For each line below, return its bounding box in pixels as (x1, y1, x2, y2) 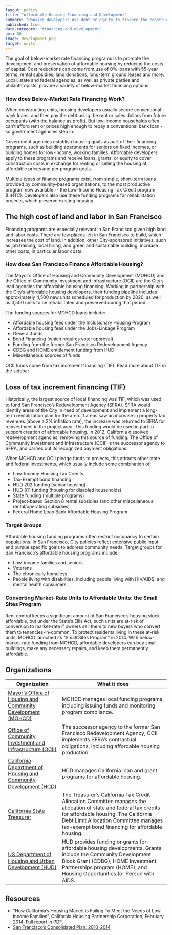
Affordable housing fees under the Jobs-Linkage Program (12, 325, 135, 331)
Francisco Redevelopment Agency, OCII (61, 730, 158, 737)
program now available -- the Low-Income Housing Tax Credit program (5, 187, 156, 193)
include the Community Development (61, 851, 152, 858)
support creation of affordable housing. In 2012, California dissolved (5, 429, 149, 435)
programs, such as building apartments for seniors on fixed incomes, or (5, 144, 157, 150)
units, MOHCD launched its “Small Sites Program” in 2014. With (5, 634, 139, 640)
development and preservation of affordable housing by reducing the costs (5, 60, 164, 67)
